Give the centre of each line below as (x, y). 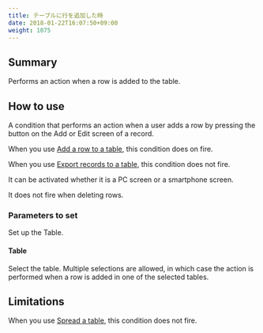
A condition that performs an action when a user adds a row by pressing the (132, 125)
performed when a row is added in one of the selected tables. (109, 277)
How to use (36, 106)
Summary (33, 62)
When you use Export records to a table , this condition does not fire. (119, 164)
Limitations (36, 301)
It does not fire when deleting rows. (66, 195)
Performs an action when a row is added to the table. (94, 81)
